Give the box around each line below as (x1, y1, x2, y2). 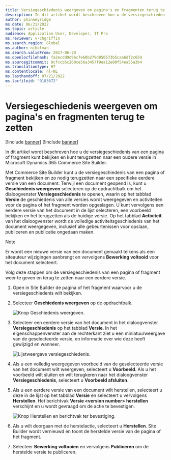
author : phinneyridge (5, 17, 51, 22)
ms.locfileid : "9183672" (5, 78, 58, 83)
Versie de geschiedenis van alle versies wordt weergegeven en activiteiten (5, 196, 163, 203)
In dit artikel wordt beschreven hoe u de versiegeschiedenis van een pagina (5, 149, 164, 155)
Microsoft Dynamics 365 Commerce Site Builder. (5, 159, 107, 165)
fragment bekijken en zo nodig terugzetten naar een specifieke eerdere (5, 175, 155, 181)
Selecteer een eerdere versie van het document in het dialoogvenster (12, 319, 158, 326)
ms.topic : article (5, 26, 44, 32)
